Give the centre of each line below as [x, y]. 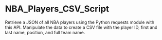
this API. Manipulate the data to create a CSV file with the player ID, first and [81, 27]
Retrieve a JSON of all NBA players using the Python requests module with [80, 22]
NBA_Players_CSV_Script [57, 9]
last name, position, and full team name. [45, 32]
